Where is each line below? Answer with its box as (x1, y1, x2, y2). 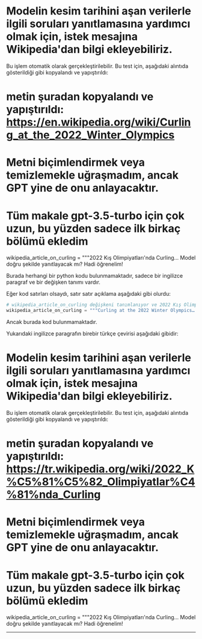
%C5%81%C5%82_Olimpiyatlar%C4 (6, 475, 195, 489)
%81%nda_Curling (6, 488, 101, 501)
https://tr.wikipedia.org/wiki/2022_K (6, 462, 195, 476)
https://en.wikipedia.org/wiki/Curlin (6, 115, 191, 129)
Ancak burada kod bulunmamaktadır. (6, 319, 97, 325)
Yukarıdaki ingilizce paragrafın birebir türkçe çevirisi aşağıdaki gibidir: (6, 330, 179, 337)
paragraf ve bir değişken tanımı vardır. (6, 278, 101, 286)
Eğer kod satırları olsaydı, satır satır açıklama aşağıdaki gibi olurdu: (6, 290, 171, 298)
